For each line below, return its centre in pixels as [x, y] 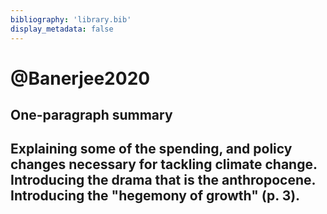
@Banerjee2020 [80, 78]
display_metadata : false [62, 29]
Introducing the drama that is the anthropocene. [163, 180]
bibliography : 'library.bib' [71, 19]
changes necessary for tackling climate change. [164, 164]
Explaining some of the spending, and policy [151, 149]
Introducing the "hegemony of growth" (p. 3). [155, 196]
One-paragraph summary [91, 115]
